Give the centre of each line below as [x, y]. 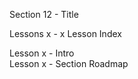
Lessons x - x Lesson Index [65, 33]
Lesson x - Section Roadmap [69, 63]
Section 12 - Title [44, 14]
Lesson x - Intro [42, 53]
